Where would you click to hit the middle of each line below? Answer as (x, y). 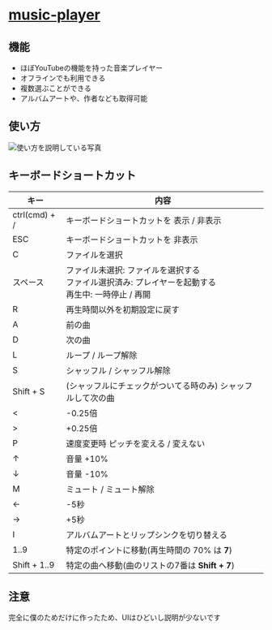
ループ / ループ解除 (102, 355)
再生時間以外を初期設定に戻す (123, 309)
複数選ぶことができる (55, 88)
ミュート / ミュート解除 (110, 489)
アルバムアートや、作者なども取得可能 (84, 98)
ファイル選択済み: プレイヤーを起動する (141, 282)
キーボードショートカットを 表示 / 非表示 (144, 220)
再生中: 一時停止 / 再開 (108, 294)
